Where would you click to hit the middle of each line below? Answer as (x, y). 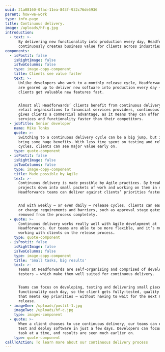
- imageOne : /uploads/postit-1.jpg (46, 306)
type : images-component (38, 315)
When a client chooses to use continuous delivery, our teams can (87, 324)
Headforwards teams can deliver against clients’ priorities (82, 192)
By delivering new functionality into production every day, (82, 42)
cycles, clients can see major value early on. (68, 146)
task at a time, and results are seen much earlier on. (76, 333)
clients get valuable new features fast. (61, 92)
